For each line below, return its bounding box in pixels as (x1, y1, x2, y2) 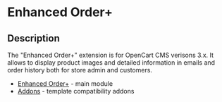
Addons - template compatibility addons (17, 87, 135, 95)
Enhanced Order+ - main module (17, 79, 113, 88)
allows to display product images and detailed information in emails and (7, 58, 216, 67)
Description (7, 32, 60, 44)
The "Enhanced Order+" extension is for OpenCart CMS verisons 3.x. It (7, 51, 214, 59)
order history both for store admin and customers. (7, 66, 153, 74)
